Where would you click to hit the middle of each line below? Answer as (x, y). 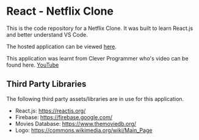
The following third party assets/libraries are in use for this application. (95, 98)
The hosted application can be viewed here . (62, 46)
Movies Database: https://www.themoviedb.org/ (75, 123)
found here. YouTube (33, 65)
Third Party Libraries (46, 84)
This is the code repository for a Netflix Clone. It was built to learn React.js (100, 28)
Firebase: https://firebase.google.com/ (64, 117)
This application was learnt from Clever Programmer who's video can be (97, 58)
